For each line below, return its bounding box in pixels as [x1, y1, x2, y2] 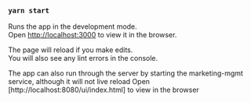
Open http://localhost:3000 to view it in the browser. [8, 30, 177, 40]
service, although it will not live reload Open [8, 77, 151, 86]
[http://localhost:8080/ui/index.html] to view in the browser [8, 85, 200, 95]
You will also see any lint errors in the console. [8, 54, 158, 63]
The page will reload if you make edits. [8, 45, 133, 55]
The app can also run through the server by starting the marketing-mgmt [8, 69, 243, 78]
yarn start [8, 6, 49, 15]
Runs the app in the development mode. [8, 22, 137, 31]
